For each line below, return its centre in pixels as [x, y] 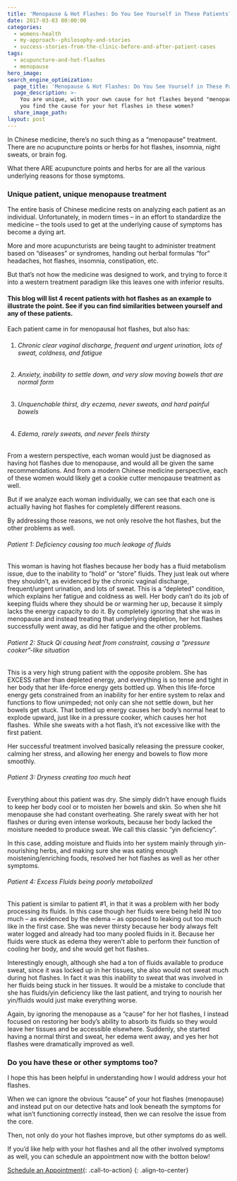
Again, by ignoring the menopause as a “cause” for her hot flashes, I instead [118, 1014]
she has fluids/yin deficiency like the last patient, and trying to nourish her [115, 993]
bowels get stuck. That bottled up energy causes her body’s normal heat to [116, 709]
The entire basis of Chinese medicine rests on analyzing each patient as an [116, 209]
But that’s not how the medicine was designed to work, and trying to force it [117, 274]
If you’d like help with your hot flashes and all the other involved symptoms [116, 1149]
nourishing [23, 850]
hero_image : [25, 73]
